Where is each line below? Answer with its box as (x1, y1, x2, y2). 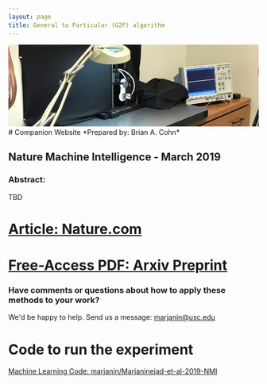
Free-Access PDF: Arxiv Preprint (8, 256, 228, 275)
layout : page (8, 13, 52, 21)
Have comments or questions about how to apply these (8, 284, 226, 295)
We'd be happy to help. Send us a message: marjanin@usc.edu (8, 313, 216, 322)
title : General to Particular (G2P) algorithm (8, 21, 165, 29)
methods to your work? (8, 294, 100, 305)
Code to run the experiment (8, 340, 194, 359)
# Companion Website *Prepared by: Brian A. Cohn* (8, 127, 180, 136)
